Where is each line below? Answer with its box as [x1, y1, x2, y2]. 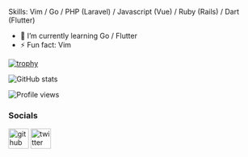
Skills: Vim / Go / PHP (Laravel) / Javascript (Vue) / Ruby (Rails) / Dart [8, 7, 240, 16]
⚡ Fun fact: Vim [19, 40, 71, 49]
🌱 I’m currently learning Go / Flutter [19, 31, 137, 40]
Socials [8, 109, 38, 121]
